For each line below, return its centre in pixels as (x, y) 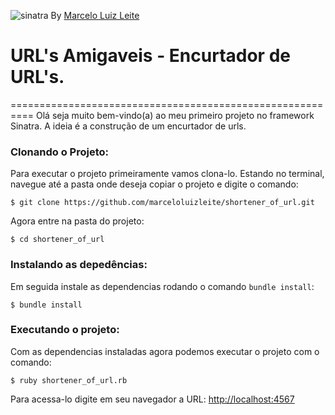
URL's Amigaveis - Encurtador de (150, 56)
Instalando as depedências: (79, 265)
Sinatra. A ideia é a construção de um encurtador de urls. (128, 126)
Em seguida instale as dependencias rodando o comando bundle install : (162, 286)
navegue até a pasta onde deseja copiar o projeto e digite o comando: (154, 184)
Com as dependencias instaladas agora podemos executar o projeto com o (165, 351)
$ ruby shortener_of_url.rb (69, 380)
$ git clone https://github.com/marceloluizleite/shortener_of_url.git (162, 203)
